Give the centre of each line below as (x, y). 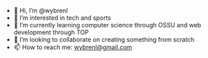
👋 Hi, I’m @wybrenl (41, 11)
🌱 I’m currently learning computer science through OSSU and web (107, 25)
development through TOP (51, 32)
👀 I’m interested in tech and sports (62, 18)
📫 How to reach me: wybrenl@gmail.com (73, 47)
